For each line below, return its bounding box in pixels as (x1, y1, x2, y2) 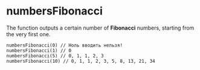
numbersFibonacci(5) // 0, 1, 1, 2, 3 (6, 52, 104, 59)
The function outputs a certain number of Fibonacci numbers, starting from (6, 24, 195, 31)
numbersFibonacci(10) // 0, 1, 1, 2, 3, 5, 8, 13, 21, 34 (6, 58, 155, 64)
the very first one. (6, 30, 51, 37)
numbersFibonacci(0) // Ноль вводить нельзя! (6, 42, 123, 48)
